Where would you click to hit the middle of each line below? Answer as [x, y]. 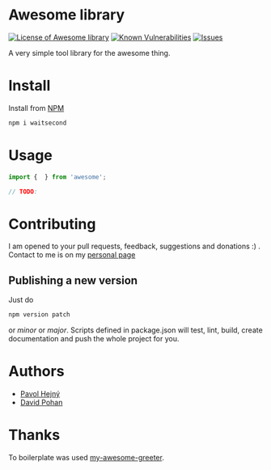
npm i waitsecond [38, 123]
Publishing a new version [73, 280]
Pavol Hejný [40, 394]
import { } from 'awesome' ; [57, 177]
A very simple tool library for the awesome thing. [89, 53]
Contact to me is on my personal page [72, 255]
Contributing [52, 224]
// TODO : [23, 192]
